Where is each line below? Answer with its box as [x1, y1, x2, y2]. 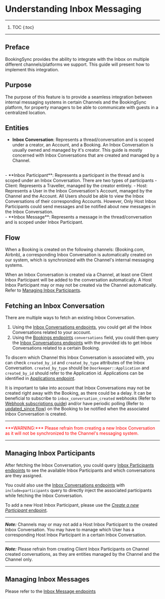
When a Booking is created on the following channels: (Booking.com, [5, 246, 145, 252]
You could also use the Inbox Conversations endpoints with [5, 482, 125, 488]
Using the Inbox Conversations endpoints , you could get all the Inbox [12, 324, 152, 330]
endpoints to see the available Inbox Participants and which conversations [5, 467, 156, 473]
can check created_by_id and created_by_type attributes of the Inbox [5, 360, 145, 365]
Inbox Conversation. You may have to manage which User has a [5, 526, 134, 532]
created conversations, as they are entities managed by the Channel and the [5, 551, 160, 557]
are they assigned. [5, 472, 43, 478]
